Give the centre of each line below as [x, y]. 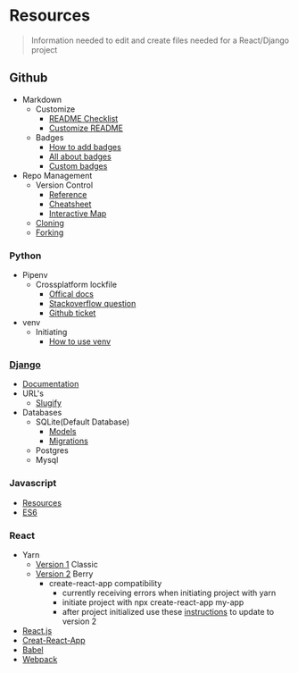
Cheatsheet [70, 204]
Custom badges [78, 165]
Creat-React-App [54, 640]
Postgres [52, 450]
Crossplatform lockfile [76, 285]
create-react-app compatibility [105, 583]
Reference [68, 194]
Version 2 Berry [64, 574]
